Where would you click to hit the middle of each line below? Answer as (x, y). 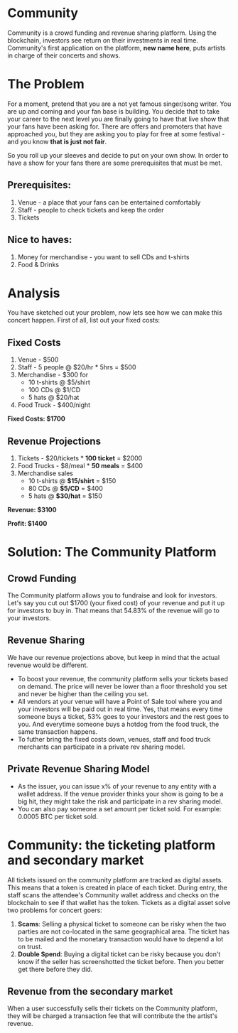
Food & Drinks (38, 264)
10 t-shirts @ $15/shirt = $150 (72, 481)
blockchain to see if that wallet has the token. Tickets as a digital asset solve (119, 902)
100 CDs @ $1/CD (54, 390)
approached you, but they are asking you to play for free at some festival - (116, 134)
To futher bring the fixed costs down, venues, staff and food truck (114, 739)
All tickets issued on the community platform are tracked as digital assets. (115, 880)
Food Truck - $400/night (54, 405)
